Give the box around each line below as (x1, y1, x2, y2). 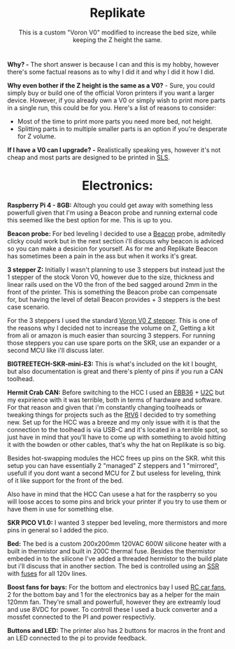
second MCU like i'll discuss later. (7, 346, 105, 355)
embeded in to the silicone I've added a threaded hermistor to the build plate (7, 554, 228, 563)
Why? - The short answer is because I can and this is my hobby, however (7, 60, 219, 69)
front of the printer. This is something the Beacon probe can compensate (7, 288, 218, 296)
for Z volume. (17, 132, 57, 141)
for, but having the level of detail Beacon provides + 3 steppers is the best (7, 295, 220, 304)
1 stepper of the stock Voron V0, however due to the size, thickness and (7, 273, 215, 281)
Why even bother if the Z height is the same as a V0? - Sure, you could (7, 81, 215, 90)
